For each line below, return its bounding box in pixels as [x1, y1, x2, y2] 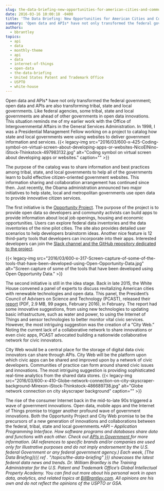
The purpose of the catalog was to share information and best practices [5, 164, 150, 170]
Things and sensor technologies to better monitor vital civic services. [5, 316, 144, 322]
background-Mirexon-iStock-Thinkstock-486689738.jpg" [5, 383, 121, 389]
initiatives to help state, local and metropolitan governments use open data [5, 189, 155, 195]
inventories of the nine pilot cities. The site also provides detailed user [5, 225, 146, 231]
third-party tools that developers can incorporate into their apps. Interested [5, 235, 156, 241]
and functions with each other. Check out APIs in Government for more [5, 434, 148, 439]
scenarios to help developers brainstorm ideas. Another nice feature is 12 [5, 230, 152, 236]
